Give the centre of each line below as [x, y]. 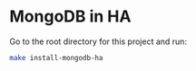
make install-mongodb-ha [56, 58]
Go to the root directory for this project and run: [98, 41]
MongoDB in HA [70, 17]
